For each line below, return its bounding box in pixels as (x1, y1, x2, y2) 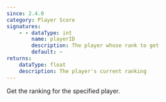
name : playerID (31, 36, 76, 43)
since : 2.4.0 (6, 10, 44, 17)
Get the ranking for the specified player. (6, 87, 121, 95)
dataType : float (19, 61, 67, 68)
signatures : (6, 23, 41, 30)
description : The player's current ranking (19, 68, 147, 74)
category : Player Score (6, 17, 76, 23)
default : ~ (31, 49, 63, 56)
